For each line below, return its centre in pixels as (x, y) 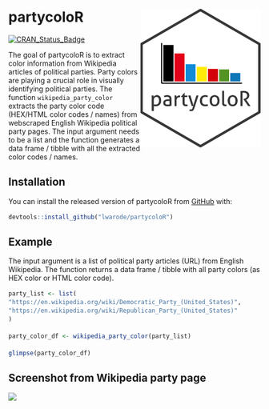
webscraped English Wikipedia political (73, 122)
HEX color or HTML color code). (61, 278)
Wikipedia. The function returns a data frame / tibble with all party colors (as (134, 270)
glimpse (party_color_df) (50, 353)
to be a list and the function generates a (74, 139)
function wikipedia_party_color (61, 97)
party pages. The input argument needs (74, 131)
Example (30, 242)
